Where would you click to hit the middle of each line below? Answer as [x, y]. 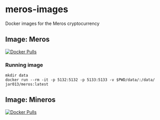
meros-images [37, 9]
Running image [24, 65]
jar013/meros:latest [27, 84]
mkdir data [17, 76]
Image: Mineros [30, 100]
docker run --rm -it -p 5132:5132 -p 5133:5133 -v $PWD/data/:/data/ [80, 80]
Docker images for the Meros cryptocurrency [52, 23]
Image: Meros [27, 39]
